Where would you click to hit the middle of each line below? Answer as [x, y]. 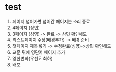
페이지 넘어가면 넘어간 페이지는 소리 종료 [51, 21]
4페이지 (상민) [26, 27]
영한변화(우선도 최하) [32, 58]
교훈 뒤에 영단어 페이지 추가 [39, 52]
